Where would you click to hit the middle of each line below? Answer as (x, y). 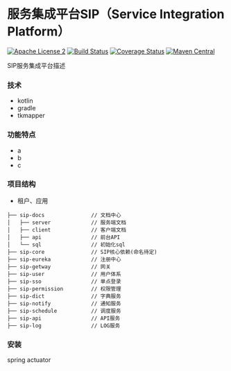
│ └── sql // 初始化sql (66, 244)
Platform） (39, 32)
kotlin (25, 101)
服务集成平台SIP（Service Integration (116, 14)
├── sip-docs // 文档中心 (64, 215)
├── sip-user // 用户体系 (64, 274)
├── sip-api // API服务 (64, 318)
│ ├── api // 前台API (64, 237)
